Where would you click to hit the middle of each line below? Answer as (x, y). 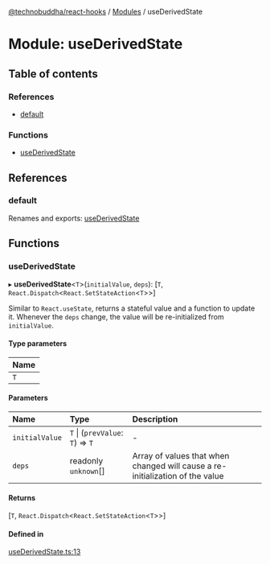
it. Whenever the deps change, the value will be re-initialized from (116, 316)
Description (155, 419)
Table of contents (53, 74)
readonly (86, 460)
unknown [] (88, 471)
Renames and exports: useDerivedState (74, 218)
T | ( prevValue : (96, 432)
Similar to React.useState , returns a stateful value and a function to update (132, 308)
